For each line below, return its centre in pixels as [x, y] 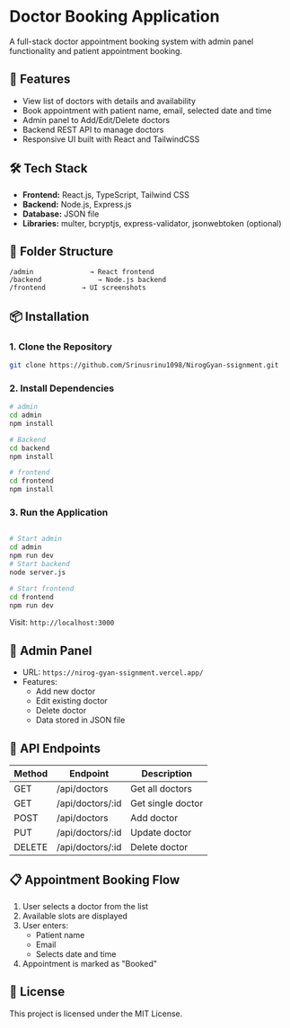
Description [167, 774]
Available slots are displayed [75, 916]
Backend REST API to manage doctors [93, 129]
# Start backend [40, 564]
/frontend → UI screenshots [78, 288]
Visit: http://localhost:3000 [62, 623]
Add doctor [154, 818]
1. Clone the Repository [61, 346]
